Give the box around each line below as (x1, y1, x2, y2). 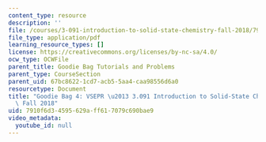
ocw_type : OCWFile (8, 56, 69, 64)
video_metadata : (8, 114, 62, 122)
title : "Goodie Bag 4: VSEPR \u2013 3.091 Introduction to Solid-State (8, 92, 249, 100)
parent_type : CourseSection (8, 70, 101, 78)
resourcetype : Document (8, 84, 87, 93)
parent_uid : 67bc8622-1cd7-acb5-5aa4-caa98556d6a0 (8, 77, 179, 85)
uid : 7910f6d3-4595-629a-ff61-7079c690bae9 (8, 107, 154, 115)
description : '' (8, 19, 62, 27)
